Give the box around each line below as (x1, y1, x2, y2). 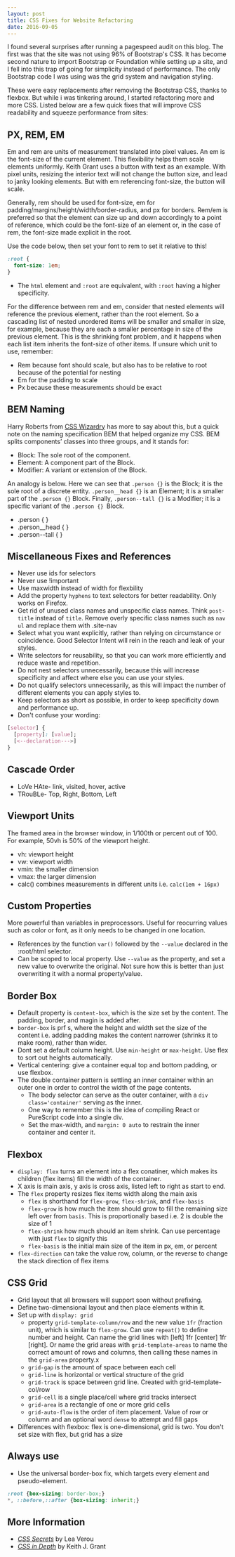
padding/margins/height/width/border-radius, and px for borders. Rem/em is (7, 206, 228, 214)
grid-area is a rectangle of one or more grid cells (27, 1400, 170, 1409)
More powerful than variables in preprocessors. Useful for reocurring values (7, 918, 228, 927)
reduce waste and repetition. (17, 658, 101, 667)
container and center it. (27, 1128, 96, 1137)
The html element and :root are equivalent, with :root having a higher (17, 281, 221, 289)
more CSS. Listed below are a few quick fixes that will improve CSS (7, 101, 201, 110)
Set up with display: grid (17, 1310, 93, 1319)
